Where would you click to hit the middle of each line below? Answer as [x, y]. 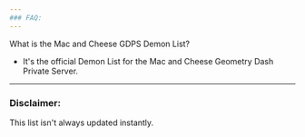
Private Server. [50, 71]
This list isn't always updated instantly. [82, 122]
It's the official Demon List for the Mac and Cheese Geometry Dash [148, 61]
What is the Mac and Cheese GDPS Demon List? [100, 44]
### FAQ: [26, 18]
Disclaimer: [35, 103]
